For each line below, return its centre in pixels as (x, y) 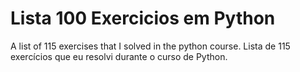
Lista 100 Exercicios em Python (143, 18)
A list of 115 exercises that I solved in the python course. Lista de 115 (150, 46)
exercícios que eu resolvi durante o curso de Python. (119, 56)
